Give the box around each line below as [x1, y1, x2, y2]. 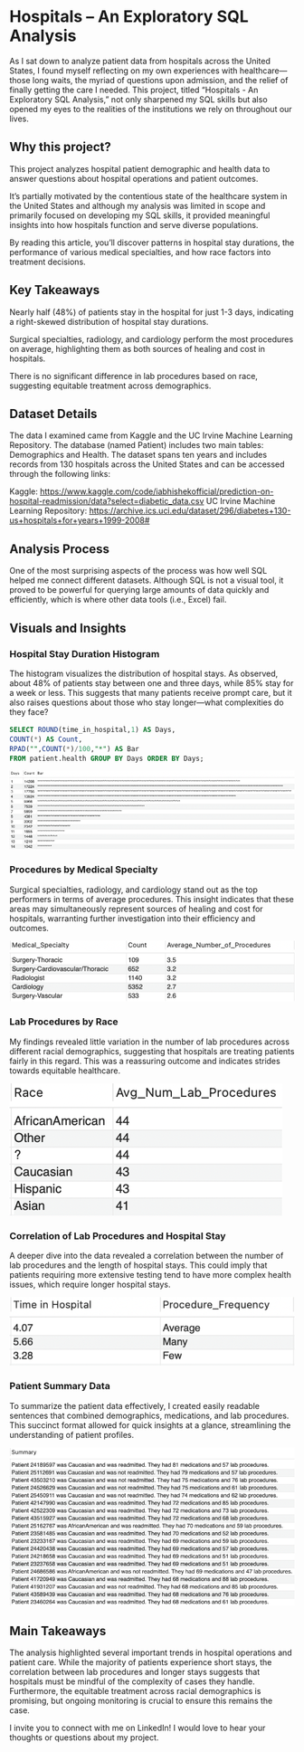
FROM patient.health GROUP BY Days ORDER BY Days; [9, 754, 204, 763]
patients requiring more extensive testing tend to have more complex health [9, 1269, 291, 1280]
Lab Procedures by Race [9, 1015, 119, 1028]
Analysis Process [9, 541, 110, 557]
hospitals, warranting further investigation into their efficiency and [9, 912, 256, 924]
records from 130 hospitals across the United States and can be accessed [9, 459, 285, 470]
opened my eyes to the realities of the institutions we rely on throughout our [9, 103, 292, 114]
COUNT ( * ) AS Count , [9, 735, 83, 744]
